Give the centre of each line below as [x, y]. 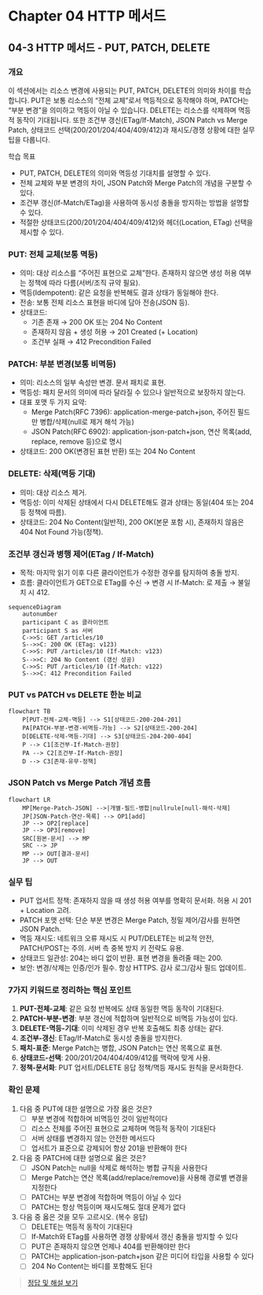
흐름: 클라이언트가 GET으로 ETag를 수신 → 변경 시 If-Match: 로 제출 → [128, 583]
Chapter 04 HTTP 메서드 [87, 16]
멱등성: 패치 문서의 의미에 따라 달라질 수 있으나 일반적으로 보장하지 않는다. [132, 392]
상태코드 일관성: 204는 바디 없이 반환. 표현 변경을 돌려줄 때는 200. [121, 958]
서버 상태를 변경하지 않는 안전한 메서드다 [93, 1138]
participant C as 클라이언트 [66, 623]
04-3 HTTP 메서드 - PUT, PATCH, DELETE [109, 48]
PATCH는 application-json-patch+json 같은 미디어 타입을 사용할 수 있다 [142, 1256]
